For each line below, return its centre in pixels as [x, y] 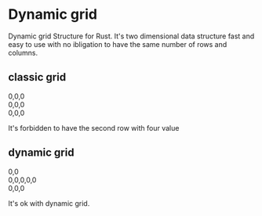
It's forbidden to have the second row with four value [94, 128]
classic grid [37, 77]
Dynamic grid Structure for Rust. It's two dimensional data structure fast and [131, 36]
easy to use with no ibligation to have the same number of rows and [118, 44]
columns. [23, 52]
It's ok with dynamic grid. [49, 203]
